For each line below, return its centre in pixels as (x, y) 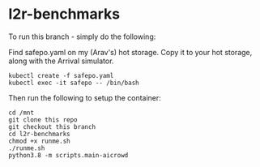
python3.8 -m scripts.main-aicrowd (68, 155)
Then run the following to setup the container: (85, 97)
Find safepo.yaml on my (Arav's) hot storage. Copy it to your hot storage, (130, 52)
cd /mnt (21, 113)
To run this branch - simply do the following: (82, 36)
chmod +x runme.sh (39, 141)
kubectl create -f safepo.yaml (61, 75)
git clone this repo (43, 120)
